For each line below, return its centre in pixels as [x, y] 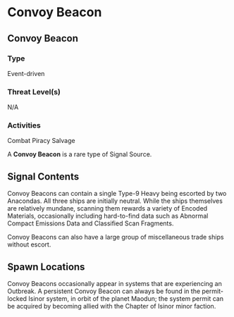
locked [17, 299]
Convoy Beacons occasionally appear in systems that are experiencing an [115, 284]
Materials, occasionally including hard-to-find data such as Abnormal [108, 216]
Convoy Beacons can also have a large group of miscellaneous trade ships [116, 237]
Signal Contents [43, 176]
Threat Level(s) [34, 92]
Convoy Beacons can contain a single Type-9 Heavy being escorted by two [117, 194]
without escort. [29, 244]
